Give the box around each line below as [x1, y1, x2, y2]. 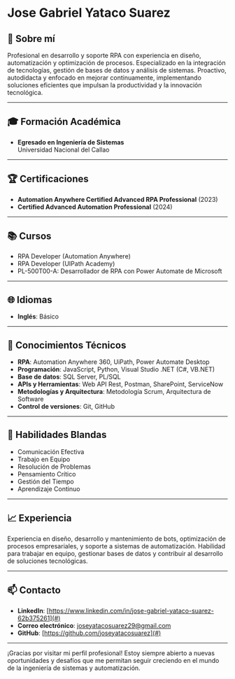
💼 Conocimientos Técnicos [7, 339, 127, 351]
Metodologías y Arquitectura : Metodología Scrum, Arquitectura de [17, 388, 211, 396]
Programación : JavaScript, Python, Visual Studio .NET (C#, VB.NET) [17, 365, 215, 374]
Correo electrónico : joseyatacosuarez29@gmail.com [17, 621, 171, 629]
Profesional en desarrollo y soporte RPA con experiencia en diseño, [7, 51, 201, 59]
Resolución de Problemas [17, 462, 91, 471]
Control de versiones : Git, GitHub [17, 402, 115, 411]
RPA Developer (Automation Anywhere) [17, 252, 131, 261]
